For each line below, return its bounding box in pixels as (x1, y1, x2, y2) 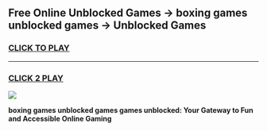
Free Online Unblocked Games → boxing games (8, 6, 248, 20)
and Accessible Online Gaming (8, 114, 112, 123)
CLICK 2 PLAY (8, 72, 64, 83)
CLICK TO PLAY (8, 43, 70, 54)
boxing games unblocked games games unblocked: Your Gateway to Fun (8, 105, 254, 114)
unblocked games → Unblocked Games (8, 19, 207, 33)
